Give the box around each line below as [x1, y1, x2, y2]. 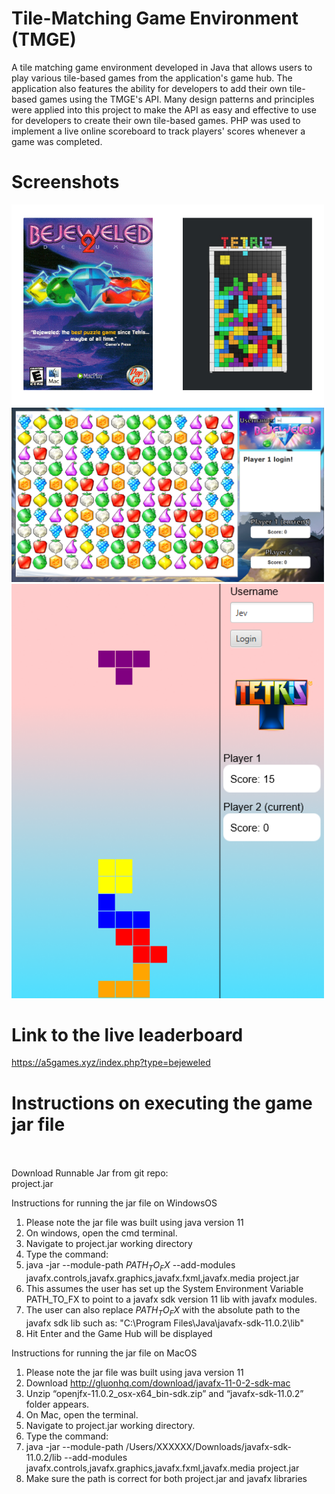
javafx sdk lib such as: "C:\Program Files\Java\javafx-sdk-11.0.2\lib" [25, 1317, 304, 1329]
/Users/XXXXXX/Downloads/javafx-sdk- [125, 1440, 293, 1452]
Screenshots [11, 171, 120, 194]
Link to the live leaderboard [11, 1023, 244, 1046]
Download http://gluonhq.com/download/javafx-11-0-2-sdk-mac [25, 1377, 291, 1389]
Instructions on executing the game [11, 1092, 313, 1114]
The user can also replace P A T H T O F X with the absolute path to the [25, 1304, 301, 1318]
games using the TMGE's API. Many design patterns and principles [39, 93, 315, 105]
